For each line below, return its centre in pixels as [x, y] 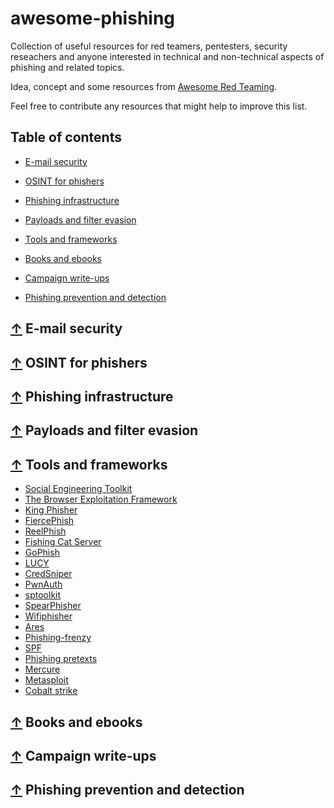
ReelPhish [45, 531]
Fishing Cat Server [63, 542]
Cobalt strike [51, 691]
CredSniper [48, 574]
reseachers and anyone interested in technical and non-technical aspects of [167, 56]
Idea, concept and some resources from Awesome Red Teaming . [144, 86]
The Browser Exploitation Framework [101, 499]
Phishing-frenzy [58, 638]
